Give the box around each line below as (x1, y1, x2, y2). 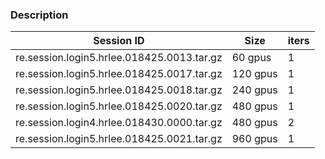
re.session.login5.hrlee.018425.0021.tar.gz (15, 132, 223, 146)
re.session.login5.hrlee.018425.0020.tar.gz (15, 99, 223, 113)
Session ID (93, 34, 145, 48)
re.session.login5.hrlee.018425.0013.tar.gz (15, 51, 223, 65)
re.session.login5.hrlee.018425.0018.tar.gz (15, 83, 223, 97)
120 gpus (231, 67, 278, 81)
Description (10, 8, 69, 22)
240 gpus (231, 83, 278, 97)
